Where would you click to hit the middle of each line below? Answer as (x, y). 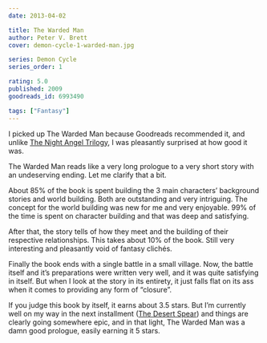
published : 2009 (35, 89)
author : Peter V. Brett (48, 38)
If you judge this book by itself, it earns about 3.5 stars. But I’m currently (127, 305)
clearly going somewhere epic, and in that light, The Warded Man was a (127, 322)
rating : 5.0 (28, 82)
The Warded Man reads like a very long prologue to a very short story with (131, 166)
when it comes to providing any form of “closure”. (90, 289)
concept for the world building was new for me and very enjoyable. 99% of (132, 207)
